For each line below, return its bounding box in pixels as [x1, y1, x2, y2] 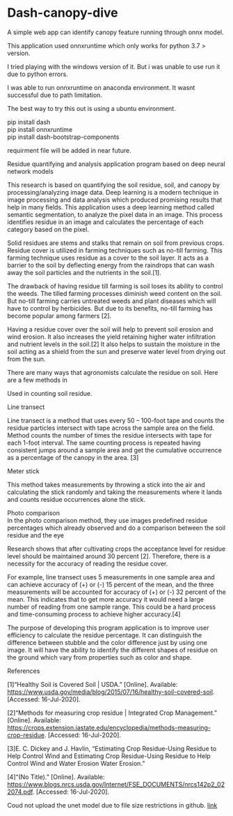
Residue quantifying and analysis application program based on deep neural [7, 159, 226, 168]
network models [7, 167, 54, 175]
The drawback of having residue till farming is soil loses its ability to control [7, 281, 223, 290]
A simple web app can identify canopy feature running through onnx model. [7, 28, 224, 36]
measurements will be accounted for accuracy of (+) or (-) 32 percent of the [7, 588, 226, 596]
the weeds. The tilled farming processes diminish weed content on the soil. [7, 289, 223, 297]
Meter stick [7, 466, 40, 475]
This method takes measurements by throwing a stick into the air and [7, 480, 205, 489]
